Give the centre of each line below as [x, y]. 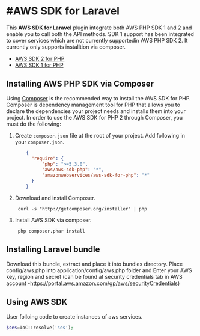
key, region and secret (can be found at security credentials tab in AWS [94, 276]
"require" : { [47, 158]
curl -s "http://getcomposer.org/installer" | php [82, 209]
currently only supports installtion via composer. [66, 47]
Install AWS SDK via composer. [53, 220]
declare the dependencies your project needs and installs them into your [96, 111]
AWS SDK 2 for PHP [40, 58]
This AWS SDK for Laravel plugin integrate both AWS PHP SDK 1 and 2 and [99, 28]
